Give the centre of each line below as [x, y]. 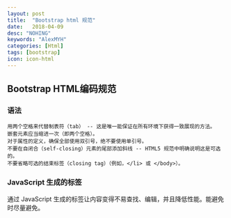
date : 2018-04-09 [35, 26]
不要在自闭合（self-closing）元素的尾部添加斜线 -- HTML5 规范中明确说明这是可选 [114, 149]
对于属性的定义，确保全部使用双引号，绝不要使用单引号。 [77, 141]
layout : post [26, 14]
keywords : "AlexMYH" [37, 40]
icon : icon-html [31, 59]
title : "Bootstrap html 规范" [51, 20]
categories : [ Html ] [35, 46]
